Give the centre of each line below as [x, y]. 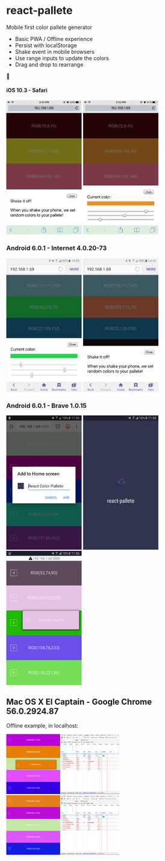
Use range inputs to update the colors [62, 58]
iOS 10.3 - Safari [27, 90]
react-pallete [39, 11]
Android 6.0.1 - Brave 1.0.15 [47, 406]
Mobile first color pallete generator [49, 27]
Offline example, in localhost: [42, 726]
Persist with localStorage [46, 45]
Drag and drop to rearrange [49, 65]
